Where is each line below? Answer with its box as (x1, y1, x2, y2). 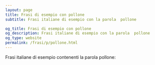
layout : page (5, 7, 33, 13)
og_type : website (5, 36, 42, 41)
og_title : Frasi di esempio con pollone (5, 26, 92, 31)
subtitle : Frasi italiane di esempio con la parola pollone (5, 17, 137, 22)
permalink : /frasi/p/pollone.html (5, 40, 78, 46)
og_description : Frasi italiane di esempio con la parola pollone (5, 31, 150, 36)
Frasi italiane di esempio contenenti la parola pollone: (5, 54, 116, 60)
